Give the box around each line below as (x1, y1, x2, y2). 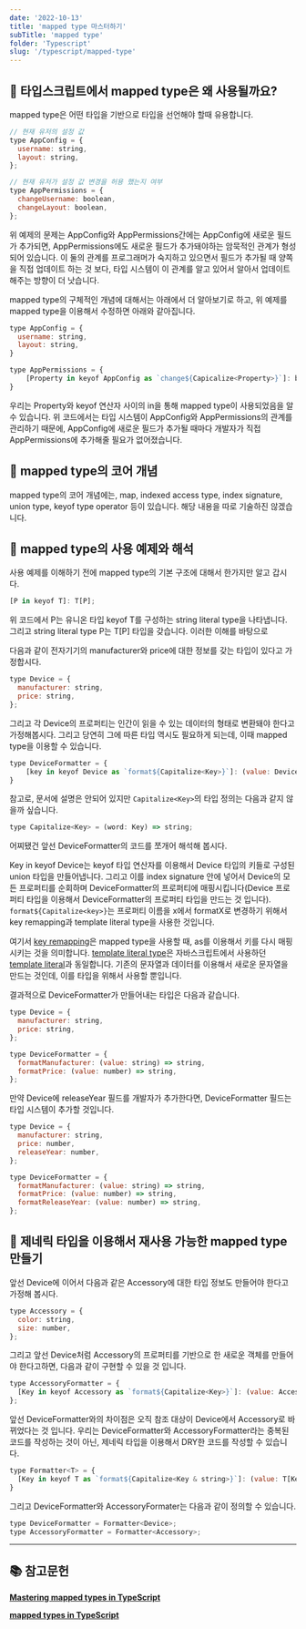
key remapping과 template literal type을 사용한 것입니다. (9, 917, 216, 927)
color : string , (17, 1315, 76, 1324)
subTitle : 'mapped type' (9, 30, 104, 39)
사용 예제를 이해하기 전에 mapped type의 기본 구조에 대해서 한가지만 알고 (9, 567, 270, 579)
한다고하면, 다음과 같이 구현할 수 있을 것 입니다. (18, 1361, 187, 1372)
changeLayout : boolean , (17, 202, 107, 212)
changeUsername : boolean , (17, 195, 117, 204)
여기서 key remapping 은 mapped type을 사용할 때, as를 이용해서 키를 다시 (9, 936, 276, 948)
